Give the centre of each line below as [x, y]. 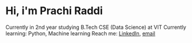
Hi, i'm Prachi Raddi [54, 11]
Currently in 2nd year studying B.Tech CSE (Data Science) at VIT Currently [96, 27]
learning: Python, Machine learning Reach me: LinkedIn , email [80, 33]
